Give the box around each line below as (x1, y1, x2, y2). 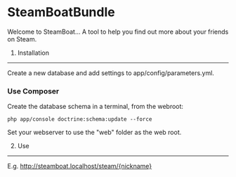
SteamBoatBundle (7, 4, 115, 20)
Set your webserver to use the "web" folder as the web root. (7, 128, 182, 137)
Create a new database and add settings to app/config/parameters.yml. (7, 68, 214, 77)
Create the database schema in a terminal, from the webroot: (7, 103, 184, 111)
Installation (17, 48, 50, 57)
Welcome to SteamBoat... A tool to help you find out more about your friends (7, 27, 229, 36)
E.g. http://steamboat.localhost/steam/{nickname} (7, 162, 152, 171)
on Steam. (7, 34, 37, 43)
